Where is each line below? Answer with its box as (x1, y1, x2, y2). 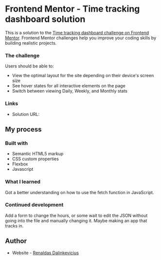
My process (5, 125, 42, 133)
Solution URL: (12, 111, 40, 117)
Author (5, 237, 27, 245)
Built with (5, 140, 28, 146)
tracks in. (5, 223, 24, 228)
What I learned (5, 179, 40, 185)
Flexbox (12, 161, 28, 167)
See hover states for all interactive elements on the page (12, 83, 125, 89)
